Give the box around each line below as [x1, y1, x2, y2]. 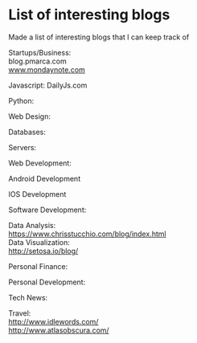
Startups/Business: [8, 47, 72, 57]
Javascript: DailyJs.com [8, 80, 88, 90]
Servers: [8, 142, 37, 152]
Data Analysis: [8, 220, 56, 230]
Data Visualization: [8, 237, 71, 247]
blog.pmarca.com [8, 56, 67, 66]
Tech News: [8, 292, 48, 302]
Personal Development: [8, 277, 86, 287]
